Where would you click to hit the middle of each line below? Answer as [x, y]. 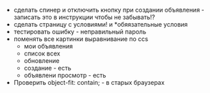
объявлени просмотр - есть [65, 75]
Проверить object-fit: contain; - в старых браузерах [89, 82]
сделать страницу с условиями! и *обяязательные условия [101, 24]
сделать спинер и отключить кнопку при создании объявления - [109, 10]
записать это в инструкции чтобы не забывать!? [84, 17]
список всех [42, 53]
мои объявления [48, 46]
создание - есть [48, 68]
